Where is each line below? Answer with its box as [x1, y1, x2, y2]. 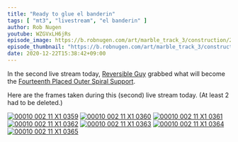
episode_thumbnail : [7, 43, 65, 50]
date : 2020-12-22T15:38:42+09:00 [7, 50, 106, 58]
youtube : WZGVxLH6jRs [7, 30, 72, 38]
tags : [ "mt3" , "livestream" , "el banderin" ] [7, 17, 147, 24]
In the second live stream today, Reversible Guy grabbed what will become [7, 69, 225, 78]
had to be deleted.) [7, 98, 63, 106]
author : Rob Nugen [7, 23, 62, 31]
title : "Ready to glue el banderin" [7, 10, 115, 18]
